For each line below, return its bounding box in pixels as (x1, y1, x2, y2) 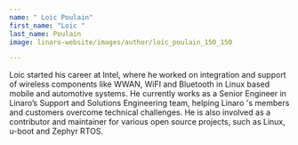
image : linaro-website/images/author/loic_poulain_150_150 (9, 37, 233, 47)
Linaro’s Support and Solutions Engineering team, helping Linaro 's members (9, 98, 290, 109)
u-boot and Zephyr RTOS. (9, 126, 104, 137)
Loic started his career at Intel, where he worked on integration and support (9, 70, 286, 80)
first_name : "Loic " (9, 21, 86, 30)
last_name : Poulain (9, 29, 82, 38)
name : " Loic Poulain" (9, 12, 93, 22)
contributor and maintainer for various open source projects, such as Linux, (9, 117, 286, 127)
